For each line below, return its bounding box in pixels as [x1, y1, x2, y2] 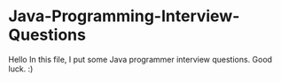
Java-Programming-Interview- [8, 6, 240, 26]
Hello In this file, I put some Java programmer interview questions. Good [8, 54, 272, 64]
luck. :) [8, 63, 34, 74]
